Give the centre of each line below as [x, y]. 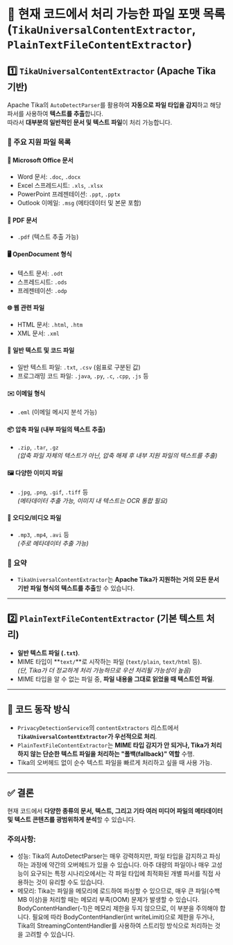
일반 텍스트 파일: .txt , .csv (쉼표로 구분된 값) [79, 367]
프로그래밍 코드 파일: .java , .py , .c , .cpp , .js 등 [83, 376]
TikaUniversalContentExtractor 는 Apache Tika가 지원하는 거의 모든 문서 [118, 580]
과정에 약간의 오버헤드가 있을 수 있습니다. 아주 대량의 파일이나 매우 [120, 864]
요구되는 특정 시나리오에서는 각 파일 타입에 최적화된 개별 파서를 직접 [122, 873]
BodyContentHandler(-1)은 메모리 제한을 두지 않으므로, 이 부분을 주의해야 [118, 908]
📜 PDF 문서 [22, 220]
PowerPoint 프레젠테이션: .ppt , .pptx [69, 194]
